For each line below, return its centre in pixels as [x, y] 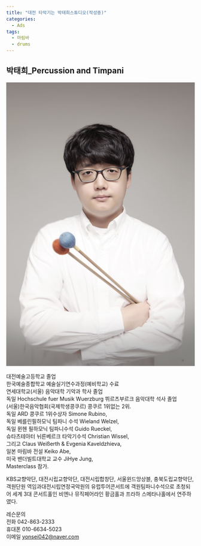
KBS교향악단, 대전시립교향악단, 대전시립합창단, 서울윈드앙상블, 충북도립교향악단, [100, 479]
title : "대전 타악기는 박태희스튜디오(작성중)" [57, 13]
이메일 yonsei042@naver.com [43, 536]
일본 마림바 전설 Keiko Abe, [39, 451]
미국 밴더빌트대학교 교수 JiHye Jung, [50, 458]
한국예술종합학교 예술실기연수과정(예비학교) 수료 [63, 384]
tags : [13, 32]
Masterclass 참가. [28, 466]
